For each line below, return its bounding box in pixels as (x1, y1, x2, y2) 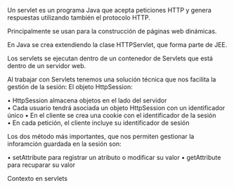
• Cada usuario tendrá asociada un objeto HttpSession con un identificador (7, 104, 226, 112)
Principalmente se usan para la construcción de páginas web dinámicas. (7, 27, 217, 35)
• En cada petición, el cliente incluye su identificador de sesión (7, 119, 190, 127)
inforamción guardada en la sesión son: (7, 140, 122, 148)
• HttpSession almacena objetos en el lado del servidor (7, 96, 167, 105)
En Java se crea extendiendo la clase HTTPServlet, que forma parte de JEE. (7, 41, 228, 48)
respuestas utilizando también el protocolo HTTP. (7, 13, 151, 22)
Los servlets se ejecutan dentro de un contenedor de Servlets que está (7, 54, 213, 62)
